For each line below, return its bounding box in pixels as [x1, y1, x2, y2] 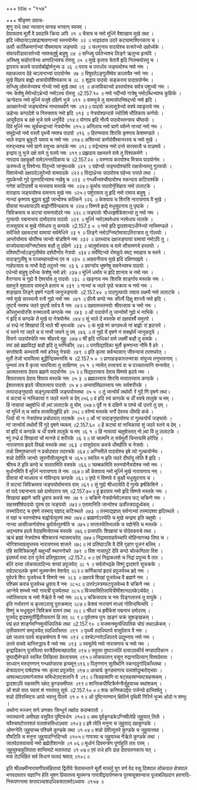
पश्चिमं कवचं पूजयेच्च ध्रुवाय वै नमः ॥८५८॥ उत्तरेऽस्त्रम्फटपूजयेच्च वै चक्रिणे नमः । [6, 581, 155, 587]
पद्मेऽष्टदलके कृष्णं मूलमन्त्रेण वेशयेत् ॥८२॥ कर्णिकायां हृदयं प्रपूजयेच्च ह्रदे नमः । [6, 567, 149, 574]
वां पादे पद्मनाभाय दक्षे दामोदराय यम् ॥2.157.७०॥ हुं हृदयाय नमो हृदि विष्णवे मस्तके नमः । [6, 488, 168, 495]
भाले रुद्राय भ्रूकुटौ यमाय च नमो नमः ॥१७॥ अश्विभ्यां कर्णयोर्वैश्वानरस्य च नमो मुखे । [6, 136, 158, 143]
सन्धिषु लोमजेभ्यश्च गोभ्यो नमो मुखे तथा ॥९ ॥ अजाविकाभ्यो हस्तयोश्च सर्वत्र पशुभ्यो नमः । [6, 83, 169, 90]
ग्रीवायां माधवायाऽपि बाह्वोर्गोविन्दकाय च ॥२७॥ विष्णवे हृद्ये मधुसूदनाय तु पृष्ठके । [6, 203, 149, 209]
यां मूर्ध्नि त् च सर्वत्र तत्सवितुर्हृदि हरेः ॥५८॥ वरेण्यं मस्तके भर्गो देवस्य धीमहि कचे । [6, 408, 154, 415]
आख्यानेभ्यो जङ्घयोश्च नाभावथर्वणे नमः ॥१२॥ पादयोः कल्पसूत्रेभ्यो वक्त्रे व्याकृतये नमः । [6, 103, 165, 110]
